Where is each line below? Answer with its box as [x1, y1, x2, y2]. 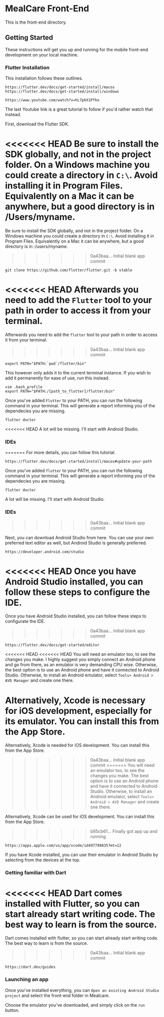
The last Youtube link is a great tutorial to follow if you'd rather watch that [5, 106, 153, 112]
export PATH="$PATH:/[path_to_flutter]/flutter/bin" [5, 389, 115, 394]
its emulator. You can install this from [5, 715, 159, 727]
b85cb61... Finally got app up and [90, 829, 158, 834]
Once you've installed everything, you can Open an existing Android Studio [5, 987, 159, 993]
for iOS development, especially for [5, 705, 152, 716]
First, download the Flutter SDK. [5, 121, 70, 127]
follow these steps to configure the [5, 586, 150, 598]
